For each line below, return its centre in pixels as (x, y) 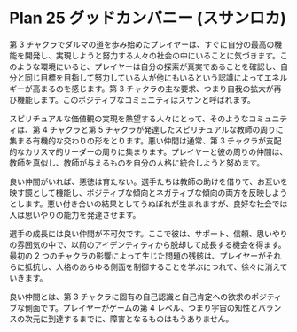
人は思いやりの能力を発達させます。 (75, 214)
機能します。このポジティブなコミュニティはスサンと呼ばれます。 (136, 99)
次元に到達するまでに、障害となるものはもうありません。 (129, 319)
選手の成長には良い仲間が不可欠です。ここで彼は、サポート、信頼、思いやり (148, 233)
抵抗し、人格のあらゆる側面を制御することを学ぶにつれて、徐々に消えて (156, 266)
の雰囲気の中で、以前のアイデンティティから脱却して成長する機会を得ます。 (148, 244)
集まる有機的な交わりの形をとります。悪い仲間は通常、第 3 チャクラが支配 (145, 140)
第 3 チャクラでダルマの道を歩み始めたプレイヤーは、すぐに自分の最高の (142, 44)
